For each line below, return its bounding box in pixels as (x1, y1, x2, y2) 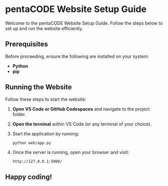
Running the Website (5, 83, 72, 91)
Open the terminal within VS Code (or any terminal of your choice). (12, 121, 152, 127)
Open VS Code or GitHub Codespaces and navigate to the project (12, 106, 150, 112)
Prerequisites (5, 40, 48, 49)
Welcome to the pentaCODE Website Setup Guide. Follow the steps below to (5, 20, 163, 26)
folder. (12, 111, 26, 117)
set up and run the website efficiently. (5, 25, 83, 31)
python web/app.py (12, 140, 51, 145)
